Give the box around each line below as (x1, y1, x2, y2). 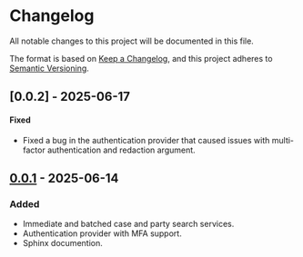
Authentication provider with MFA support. (22, 228, 182, 239)
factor (22, 144, 45, 155)
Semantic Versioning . (9, 63, 89, 74)
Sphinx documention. (22, 238, 103, 249)
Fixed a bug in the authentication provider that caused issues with (22, 134, 270, 145)
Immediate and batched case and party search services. (22, 219, 235, 230)
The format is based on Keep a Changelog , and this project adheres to (9, 53, 273, 64)
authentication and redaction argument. (46, 144, 196, 155)
